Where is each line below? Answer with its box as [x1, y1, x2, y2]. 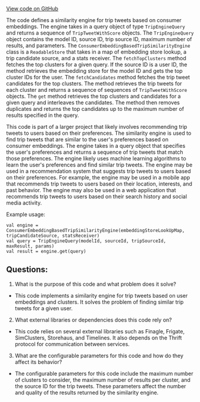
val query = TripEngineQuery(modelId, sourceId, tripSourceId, [6, 238, 167, 244]
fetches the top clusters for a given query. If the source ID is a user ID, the [6, 61, 187, 68]
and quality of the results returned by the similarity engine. [14, 389, 159, 396]
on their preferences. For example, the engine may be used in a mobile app [6, 174, 190, 181]
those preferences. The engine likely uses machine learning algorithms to [6, 155, 186, 162]
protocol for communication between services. [14, 340, 130, 348]
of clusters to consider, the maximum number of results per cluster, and [14, 376, 190, 384]
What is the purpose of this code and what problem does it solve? [14, 280, 177, 287]
